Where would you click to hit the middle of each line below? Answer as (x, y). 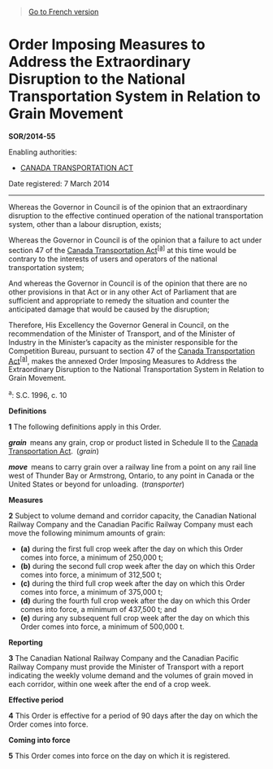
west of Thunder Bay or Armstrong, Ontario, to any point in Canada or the (131, 475)
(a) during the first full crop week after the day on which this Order (132, 548)
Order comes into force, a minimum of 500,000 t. (102, 627)
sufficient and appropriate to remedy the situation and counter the (119, 300)
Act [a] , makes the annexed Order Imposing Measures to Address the (123, 360)
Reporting (26, 642)
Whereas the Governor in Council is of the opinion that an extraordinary (128, 207)
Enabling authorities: (43, 152)
